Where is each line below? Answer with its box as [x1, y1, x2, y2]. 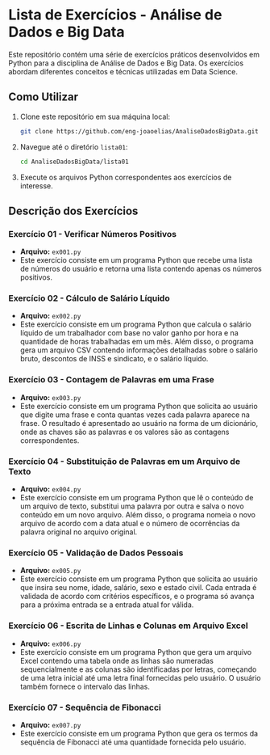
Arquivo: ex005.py [19, 566, 81, 576]
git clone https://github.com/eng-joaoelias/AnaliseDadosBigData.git [19, 127, 260, 135]
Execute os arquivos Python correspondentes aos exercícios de [19, 172, 232, 182]
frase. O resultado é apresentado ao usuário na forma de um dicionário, [19, 418, 259, 428]
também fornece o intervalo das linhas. [19, 681, 151, 691]
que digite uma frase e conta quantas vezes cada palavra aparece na [19, 410, 250, 420]
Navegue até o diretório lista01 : [19, 141, 128, 151]
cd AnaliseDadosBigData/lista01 [19, 158, 129, 166]
